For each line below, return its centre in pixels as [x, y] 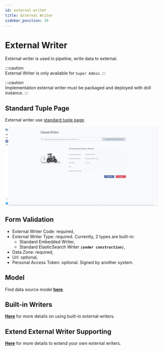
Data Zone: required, [33, 252]
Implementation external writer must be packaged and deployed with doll [78, 88]
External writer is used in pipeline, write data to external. [61, 59]
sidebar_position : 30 [27, 20]
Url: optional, [25, 257]
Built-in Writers [29, 305]
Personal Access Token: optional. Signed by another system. [73, 262]
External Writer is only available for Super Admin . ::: [55, 73]
